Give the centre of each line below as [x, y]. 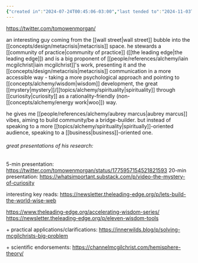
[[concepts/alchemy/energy [40, 102]
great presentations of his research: [50, 146]
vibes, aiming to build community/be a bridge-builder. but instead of [89, 120]
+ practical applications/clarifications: [52, 229]
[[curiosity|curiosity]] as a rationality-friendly [61, 96]
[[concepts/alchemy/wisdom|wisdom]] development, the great [82, 84]
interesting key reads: [32, 194]
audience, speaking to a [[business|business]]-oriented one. [80, 132]
